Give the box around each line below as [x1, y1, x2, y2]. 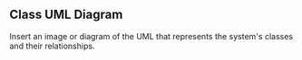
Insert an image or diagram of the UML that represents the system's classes [9, 30, 293, 41]
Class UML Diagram [9, 7, 123, 22]
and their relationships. [9, 40, 95, 51]
